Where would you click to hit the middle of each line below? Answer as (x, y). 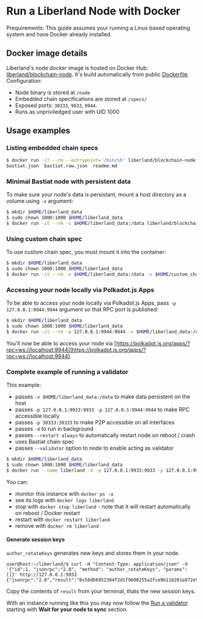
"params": (175, 569)
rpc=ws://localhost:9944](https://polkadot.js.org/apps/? (76, 349)
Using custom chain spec (44, 239)
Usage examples (38, 131)
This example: (24, 385)
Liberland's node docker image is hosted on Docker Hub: (77, 68)
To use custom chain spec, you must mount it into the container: (86, 252)
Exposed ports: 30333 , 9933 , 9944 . (56, 105)
